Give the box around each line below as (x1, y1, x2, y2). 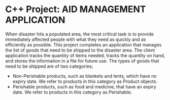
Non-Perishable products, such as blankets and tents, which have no (12, 73, 157, 79)
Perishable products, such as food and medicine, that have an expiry (12, 83, 156, 89)
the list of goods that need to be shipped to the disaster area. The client (5, 47, 155, 53)
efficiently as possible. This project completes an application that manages (5, 41, 162, 47)
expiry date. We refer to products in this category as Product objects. (12, 78, 157, 84)
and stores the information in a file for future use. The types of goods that (5, 58, 159, 64)
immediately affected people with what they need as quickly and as (5, 36, 146, 42)
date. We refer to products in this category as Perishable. (12, 89, 132, 95)
